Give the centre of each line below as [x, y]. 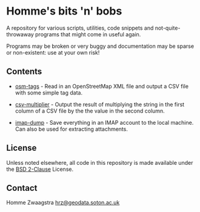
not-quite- [168, 28]
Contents [24, 72]
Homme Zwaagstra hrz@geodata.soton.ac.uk [63, 203]
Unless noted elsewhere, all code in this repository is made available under [100, 162]
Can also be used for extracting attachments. [72, 129]
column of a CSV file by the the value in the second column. [90, 111]
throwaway [20, 34]
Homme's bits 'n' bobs [64, 11]
